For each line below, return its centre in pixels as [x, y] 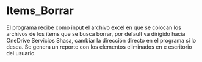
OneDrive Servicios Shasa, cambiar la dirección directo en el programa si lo [101, 40]
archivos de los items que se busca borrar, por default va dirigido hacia [96, 33]
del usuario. [21, 53]
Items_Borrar [40, 11]
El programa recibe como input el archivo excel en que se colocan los [94, 27]
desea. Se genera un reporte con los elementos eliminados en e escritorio [99, 47]
